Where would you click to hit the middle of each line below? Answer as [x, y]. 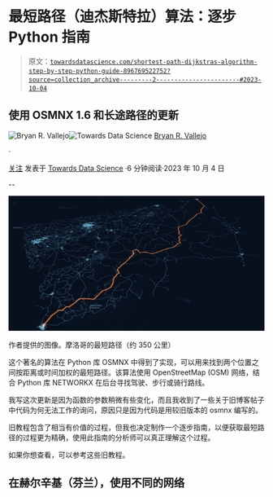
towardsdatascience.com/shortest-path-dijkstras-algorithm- [154, 62]
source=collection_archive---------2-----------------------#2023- [145, 79]
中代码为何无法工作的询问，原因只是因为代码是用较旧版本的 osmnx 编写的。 [135, 410]
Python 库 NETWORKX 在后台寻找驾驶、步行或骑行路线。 [113, 383]
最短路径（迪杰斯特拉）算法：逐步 [123, 17]
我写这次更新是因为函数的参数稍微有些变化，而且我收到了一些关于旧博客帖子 [136, 400]
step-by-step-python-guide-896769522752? [99, 71]
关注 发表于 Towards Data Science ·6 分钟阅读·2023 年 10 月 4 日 [117, 168]
